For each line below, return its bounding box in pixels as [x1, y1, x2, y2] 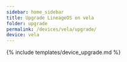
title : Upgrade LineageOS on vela [6, 15, 95, 21]
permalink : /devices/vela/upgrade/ [6, 26, 97, 33]
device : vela [6, 32, 40, 38]
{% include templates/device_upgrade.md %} [6, 48, 121, 56]
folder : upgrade [6, 20, 48, 26]
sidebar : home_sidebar [6, 9, 64, 15]
